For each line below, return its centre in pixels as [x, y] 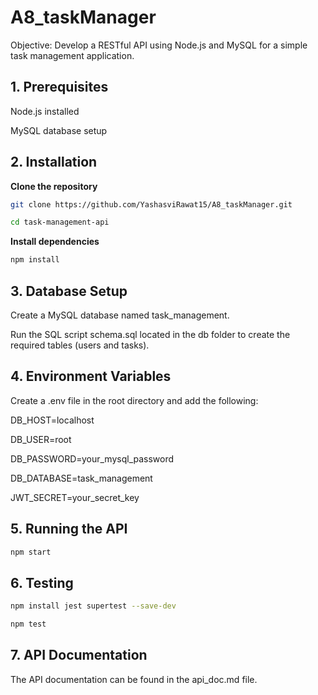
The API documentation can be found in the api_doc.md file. [134, 679]
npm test [28, 624]
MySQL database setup [59, 130]
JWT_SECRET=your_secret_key [75, 497]
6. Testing [42, 582]
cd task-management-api [60, 222]
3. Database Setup [69, 291]
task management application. [72, 55]
